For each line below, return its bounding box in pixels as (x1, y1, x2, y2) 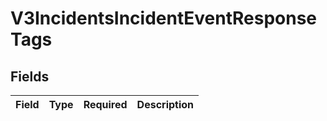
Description (136, 98, 195, 111)
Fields (10, 68, 50, 85)
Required (83, 98, 128, 111)
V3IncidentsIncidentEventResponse (10, 7, 318, 30)
